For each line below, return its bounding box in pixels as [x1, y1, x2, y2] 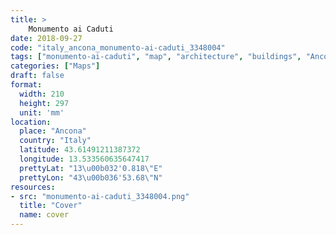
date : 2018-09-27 [10, 33, 83, 43]
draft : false [10, 71, 65, 81]
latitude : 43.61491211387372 [19, 145, 141, 155]
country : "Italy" [19, 136, 92, 146]
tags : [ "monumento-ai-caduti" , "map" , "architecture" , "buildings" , [10, 52, 302, 62]
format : [10, 80, 43, 90]
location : [10, 117, 52, 127]
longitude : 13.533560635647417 [19, 154, 150, 164]
